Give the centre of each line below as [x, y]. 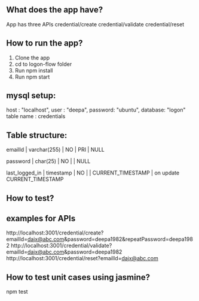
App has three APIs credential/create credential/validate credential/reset [95, 24]
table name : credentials [36, 116]
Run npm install [34, 70]
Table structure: [37, 135]
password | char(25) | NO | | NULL [48, 161]
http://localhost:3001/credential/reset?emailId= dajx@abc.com [82, 258]
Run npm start [32, 77]
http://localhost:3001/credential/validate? [62, 246]
